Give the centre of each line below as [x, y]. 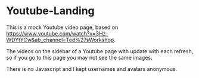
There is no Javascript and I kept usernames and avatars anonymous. [92, 69]
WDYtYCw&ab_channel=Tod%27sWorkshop [60, 40]
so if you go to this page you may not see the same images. [79, 57]
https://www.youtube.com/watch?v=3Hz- [57, 33]
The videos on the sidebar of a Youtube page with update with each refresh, [100, 51]
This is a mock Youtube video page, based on [62, 27]
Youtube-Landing [51, 11]
